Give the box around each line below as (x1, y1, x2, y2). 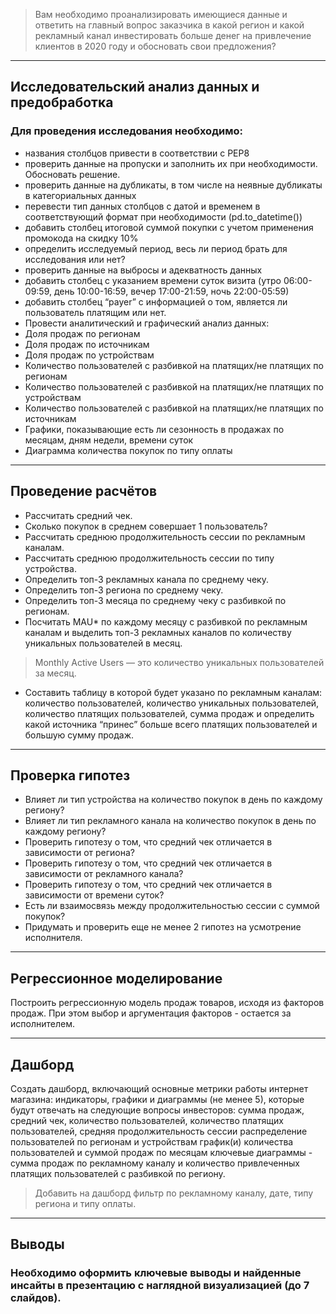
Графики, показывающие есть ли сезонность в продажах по (24, 423, 285, 435)
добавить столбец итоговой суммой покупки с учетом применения (24, 221, 314, 233)
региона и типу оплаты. (34, 1197, 137, 1209)
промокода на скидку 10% (24, 232, 139, 244)
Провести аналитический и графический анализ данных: (24, 317, 270, 329)
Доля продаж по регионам (24, 327, 141, 339)
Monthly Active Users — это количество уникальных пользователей (34, 656, 325, 668)
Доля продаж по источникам (24, 338, 150, 350)
